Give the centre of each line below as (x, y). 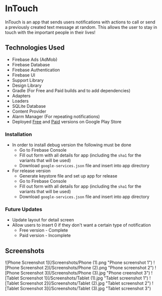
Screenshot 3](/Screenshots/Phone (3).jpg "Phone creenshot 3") (85, 273)
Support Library (28, 80)
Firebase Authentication (36, 70)
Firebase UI (24, 75)
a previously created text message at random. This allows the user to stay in (81, 27)
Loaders (20, 101)
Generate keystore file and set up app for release (68, 176)
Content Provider (29, 111)
